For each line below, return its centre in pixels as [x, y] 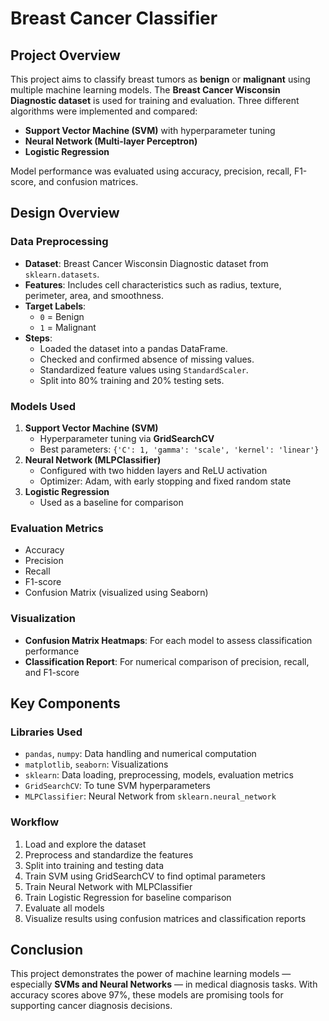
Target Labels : [55, 306]
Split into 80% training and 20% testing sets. [132, 380]
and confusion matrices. [88, 181]
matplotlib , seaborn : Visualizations [96, 764]
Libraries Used [46, 732]
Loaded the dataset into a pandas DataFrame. [133, 348]
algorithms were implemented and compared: [104, 111]
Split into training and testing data [94, 865]
